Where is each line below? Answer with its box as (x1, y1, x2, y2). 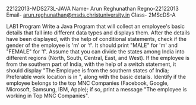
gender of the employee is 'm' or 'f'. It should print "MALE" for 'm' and (6, 42, 178, 49)
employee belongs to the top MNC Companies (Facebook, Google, (6, 79, 169, 87)
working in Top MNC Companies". (6, 92, 89, 99)
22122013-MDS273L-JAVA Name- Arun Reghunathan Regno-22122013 (6, 5, 179, 12)
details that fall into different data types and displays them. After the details (6, 29, 190, 36)
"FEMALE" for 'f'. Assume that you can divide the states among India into (6, 48, 185, 55)
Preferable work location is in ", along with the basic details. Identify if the (6, 74, 186, 80)
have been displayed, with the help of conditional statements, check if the (6, 36, 187, 42)
